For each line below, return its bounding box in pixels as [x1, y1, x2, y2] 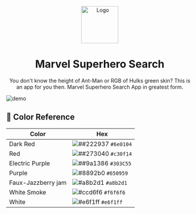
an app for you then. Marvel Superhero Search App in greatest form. [16, 83, 184, 90]
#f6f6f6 [103, 189, 126, 196]
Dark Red [9, 140, 36, 148]
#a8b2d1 [106, 180, 128, 186]
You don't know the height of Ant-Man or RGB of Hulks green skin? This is [9, 77, 191, 84]
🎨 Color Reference [6, 112, 75, 122]
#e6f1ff [100, 199, 123, 206]
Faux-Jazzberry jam [9, 178, 67, 187]
